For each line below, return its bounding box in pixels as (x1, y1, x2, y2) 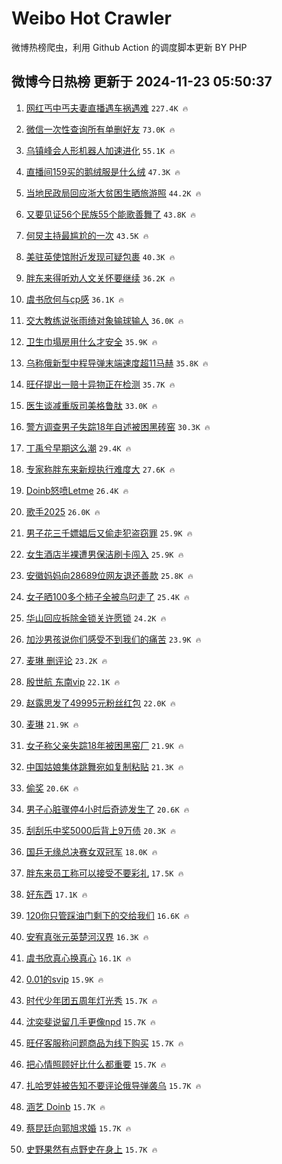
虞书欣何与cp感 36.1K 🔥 (25, 293, 124, 305)
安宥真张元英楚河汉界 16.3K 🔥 (25, 930, 149, 942)
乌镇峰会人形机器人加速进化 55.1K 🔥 (25, 144, 176, 156)
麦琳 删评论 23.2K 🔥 (25, 654, 108, 666)
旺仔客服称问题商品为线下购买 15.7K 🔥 (25, 1037, 184, 1049)
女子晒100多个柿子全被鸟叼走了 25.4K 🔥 (25, 590, 190, 602)
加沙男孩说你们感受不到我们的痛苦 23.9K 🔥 (25, 633, 202, 645)
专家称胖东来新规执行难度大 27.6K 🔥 (25, 463, 176, 475)
